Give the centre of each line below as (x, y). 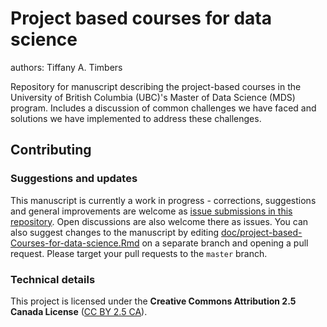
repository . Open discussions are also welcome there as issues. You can (159, 221)
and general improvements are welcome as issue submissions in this (151, 211)
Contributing (51, 150)
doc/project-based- (262, 232)
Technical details (53, 279)
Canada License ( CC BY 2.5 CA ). (79, 311)
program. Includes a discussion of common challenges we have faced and (163, 108)
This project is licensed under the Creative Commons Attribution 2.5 (153, 301)
